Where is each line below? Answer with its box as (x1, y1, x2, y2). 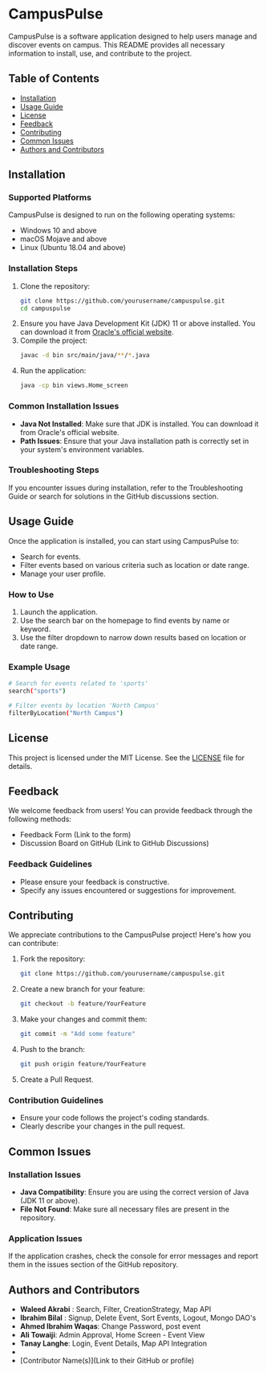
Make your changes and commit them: (19, 1014, 148, 1024)
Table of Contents (8, 72, 100, 85)
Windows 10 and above (19, 226, 98, 236)
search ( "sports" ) (8, 687, 67, 696)
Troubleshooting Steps (8, 464, 99, 475)
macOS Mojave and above (19, 234, 107, 244)
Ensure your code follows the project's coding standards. (19, 1113, 210, 1123)
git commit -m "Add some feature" (19, 1030, 136, 1038)
